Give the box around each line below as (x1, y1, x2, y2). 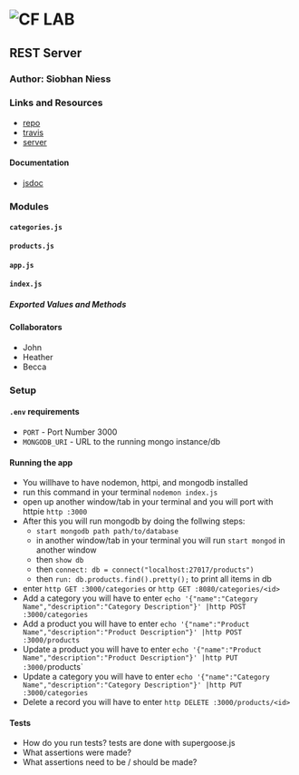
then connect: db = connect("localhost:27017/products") (35, 564, 255, 575)
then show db (35, 554, 84, 565)
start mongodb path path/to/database (35, 527, 179, 536)
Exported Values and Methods (9, 299, 127, 309)
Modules (9, 200, 50, 212)
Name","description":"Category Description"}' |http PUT (22, 681, 243, 690)
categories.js (9, 222, 63, 231)
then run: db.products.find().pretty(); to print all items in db (35, 574, 272, 584)
